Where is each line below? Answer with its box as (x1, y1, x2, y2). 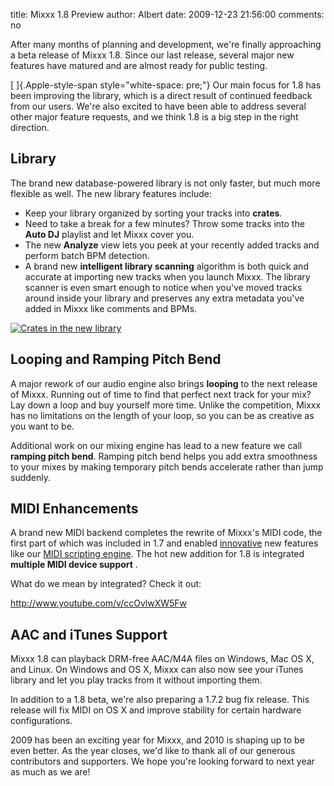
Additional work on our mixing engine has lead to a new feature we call (10, 439, 303, 451)
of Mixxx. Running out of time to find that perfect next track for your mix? (10, 388, 312, 400)
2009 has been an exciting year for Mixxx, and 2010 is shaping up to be (10, 734, 305, 746)
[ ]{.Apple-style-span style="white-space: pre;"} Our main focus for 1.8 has (10, 79, 322, 91)
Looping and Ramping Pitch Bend (10, 351, 222, 368)
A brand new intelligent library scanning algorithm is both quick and (24, 260, 309, 272)
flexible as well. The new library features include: (10, 187, 213, 199)
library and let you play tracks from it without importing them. (10, 674, 263, 686)
